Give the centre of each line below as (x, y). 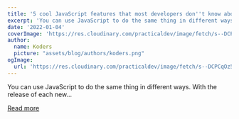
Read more (23, 108)
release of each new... (40, 94)
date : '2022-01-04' (36, 27)
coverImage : (25, 34)
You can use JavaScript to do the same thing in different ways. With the (112, 86)
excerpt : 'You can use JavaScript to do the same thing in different (113, 21)
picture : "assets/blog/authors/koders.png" (79, 54)
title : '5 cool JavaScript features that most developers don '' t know (114, 14)
